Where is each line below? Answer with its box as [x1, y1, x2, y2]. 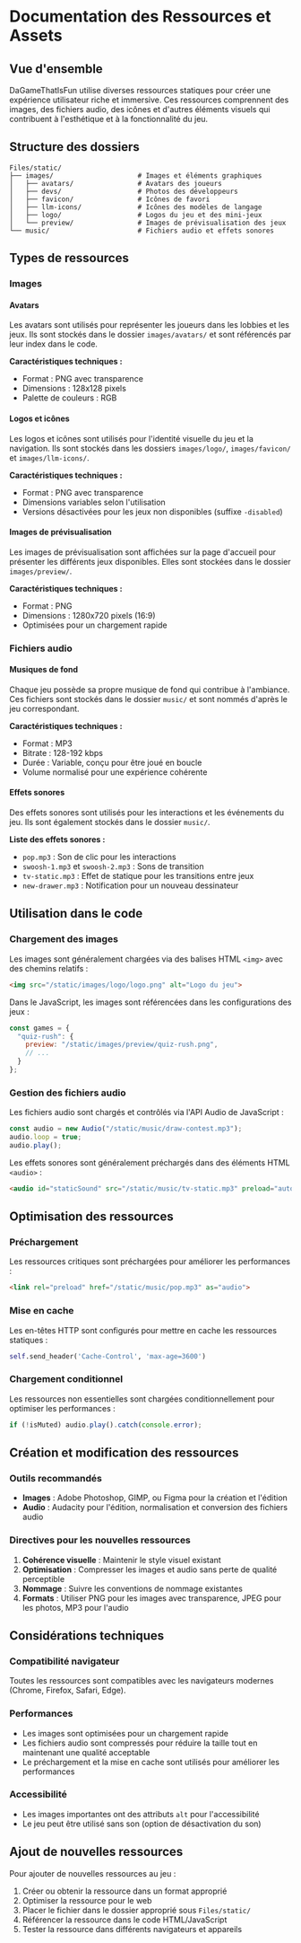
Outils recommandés [9, 1472, 103, 1484]
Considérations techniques [9, 1628, 164, 1643]
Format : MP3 [21, 738, 73, 749]
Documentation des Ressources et [9, 6, 271, 27]
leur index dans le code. [9, 338, 99, 349]
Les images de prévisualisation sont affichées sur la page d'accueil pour [9, 546, 276, 558]
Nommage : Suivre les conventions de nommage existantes [21, 1583, 244, 1594]
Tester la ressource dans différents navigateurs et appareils [21, 1923, 243, 1934]
